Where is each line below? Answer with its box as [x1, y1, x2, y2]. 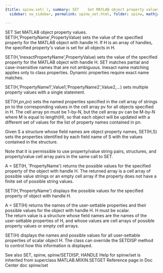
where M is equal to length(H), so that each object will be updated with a [5, 114, 150, 120]
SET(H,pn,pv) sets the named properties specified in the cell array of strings [5, 98, 158, 104]
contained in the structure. [5, 139, 58, 145]
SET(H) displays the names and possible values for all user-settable [5, 232, 141, 238]
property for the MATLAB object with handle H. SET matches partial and [5, 59, 149, 65]
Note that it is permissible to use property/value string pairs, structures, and [5, 148, 157, 154]
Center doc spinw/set [5, 262, 49, 268]
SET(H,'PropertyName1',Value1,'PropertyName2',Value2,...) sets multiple [5, 84, 149, 90]
